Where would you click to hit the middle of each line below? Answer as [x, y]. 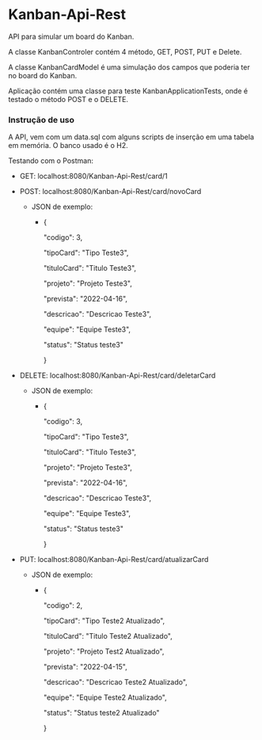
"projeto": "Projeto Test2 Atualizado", [104, 651]
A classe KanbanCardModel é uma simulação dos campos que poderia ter [129, 67]
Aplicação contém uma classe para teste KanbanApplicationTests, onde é [128, 91]
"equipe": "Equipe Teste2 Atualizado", [105, 697]
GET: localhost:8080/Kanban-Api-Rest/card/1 [93, 176]
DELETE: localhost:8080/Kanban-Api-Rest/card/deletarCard [118, 376]
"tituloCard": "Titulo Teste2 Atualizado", [108, 636]
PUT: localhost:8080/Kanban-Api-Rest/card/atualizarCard [114, 560]
